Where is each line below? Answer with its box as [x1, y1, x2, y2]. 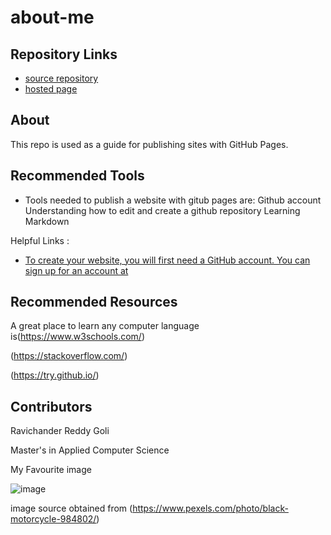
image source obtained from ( [10, 502, 133, 515]
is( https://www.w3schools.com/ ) [10, 331, 145, 343]
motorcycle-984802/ [10, 513, 97, 525]
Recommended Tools [10, 167, 145, 185]
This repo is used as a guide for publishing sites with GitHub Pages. [10, 138, 289, 150]
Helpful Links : [10, 234, 70, 246]
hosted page [24, 83, 78, 95]
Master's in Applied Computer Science [10, 444, 170, 456]
